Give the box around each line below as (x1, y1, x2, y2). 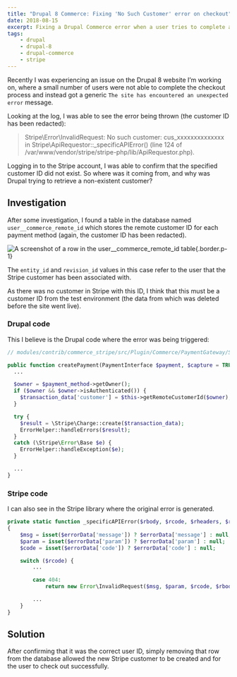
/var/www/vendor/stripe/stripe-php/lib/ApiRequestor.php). (24, 147, 195, 156)
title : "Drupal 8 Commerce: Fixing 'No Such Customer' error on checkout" (7, 10, 232, 18)
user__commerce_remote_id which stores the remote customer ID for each (7, 223, 219, 231)
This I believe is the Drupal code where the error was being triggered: (7, 335, 209, 343)
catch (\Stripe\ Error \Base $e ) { (13, 439, 112, 446)
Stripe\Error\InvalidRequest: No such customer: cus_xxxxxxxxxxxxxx (24, 133, 224, 141)
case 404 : (32, 576, 61, 584)
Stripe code (7, 488, 48, 498)
